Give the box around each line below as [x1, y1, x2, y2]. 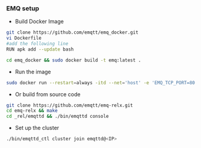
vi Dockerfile [6, 35, 42, 42]
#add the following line [6, 41, 69, 47]
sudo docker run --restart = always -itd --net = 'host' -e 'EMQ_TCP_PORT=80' [6, 79, 198, 85]
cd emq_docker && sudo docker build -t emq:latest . [6, 57, 141, 63]
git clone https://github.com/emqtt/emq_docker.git [6, 29, 138, 35]
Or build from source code [14, 90, 81, 97]
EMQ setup [6, 4, 40, 13]
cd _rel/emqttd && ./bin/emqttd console [6, 113, 110, 120]
